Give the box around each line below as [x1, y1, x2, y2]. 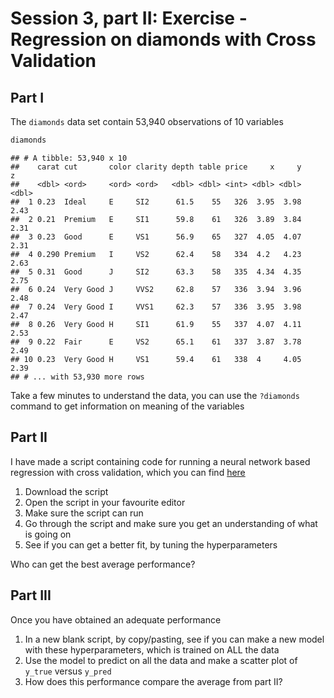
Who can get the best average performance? [10, 558, 196, 570]
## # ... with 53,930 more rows [10, 372, 145, 382]
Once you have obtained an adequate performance [10, 613, 222, 626]
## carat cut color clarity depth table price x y [10, 162, 302, 172]
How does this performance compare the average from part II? [24, 675, 283, 687]
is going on [24, 528, 72, 540]
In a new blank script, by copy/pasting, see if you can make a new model [24, 633, 325, 645]
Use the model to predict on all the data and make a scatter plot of [24, 654, 298, 666]
